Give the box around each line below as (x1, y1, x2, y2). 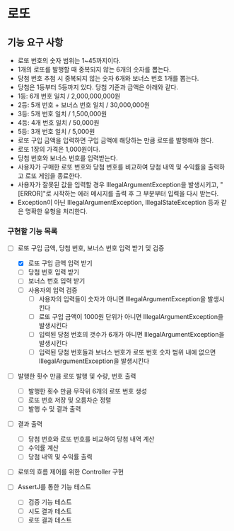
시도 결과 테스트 (28, 507, 72, 515)
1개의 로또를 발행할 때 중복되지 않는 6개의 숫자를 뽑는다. (17, 65, 171, 74)
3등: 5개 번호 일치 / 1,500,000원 (17, 110, 107, 118)
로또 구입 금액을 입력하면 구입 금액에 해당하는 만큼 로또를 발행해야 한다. (17, 136, 214, 145)
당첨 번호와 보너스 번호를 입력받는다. (17, 154, 118, 162)
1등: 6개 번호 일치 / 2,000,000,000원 (17, 92, 121, 100)
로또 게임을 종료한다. (25, 172, 83, 180)
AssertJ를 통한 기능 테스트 (17, 483, 92, 491)
